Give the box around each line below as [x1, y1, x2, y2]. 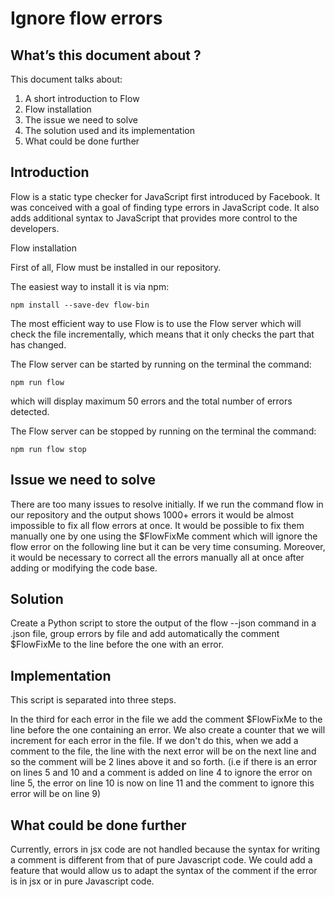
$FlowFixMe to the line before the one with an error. [10, 638, 225, 651]
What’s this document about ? [10, 47, 202, 64]
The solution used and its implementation [24, 125, 196, 136]
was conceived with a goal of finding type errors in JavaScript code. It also [10, 201, 320, 213]
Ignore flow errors [10, 7, 163, 30]
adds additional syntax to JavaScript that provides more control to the [10, 212, 298, 224]
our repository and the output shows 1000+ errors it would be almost [10, 508, 295, 521]
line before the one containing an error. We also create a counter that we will [10, 724, 326, 736]
